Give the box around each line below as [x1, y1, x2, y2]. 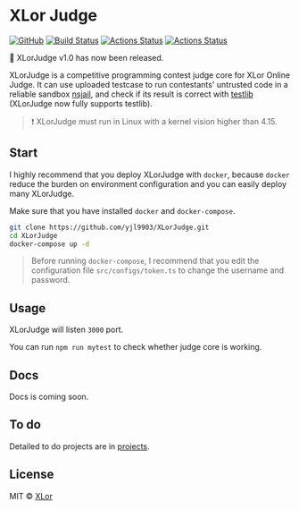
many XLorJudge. [9, 188, 74, 199]
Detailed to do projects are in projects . [9, 440, 150, 452]
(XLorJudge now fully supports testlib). [9, 98, 154, 108]
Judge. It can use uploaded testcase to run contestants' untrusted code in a [9, 79, 288, 89]
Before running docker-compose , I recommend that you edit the [30, 256, 260, 267]
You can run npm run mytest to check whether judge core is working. [9, 342, 262, 353]
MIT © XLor [9, 490, 54, 501]
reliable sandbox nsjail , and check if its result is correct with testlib [9, 89, 254, 99]
